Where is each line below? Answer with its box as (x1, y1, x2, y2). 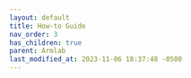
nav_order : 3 (9, 30, 58, 39)
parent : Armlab (9, 47, 66, 56)
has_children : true (9, 38, 82, 48)
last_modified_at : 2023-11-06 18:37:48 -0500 (9, 55, 182, 64)
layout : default (9, 13, 70, 22)
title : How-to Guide (9, 22, 87, 30)
